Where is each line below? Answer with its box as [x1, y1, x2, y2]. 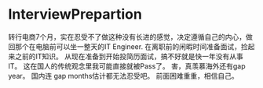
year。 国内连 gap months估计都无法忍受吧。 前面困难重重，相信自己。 [8, 71, 239, 80]
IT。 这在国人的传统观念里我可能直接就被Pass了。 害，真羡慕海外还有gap [8, 61, 246, 71]
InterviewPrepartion [8, 5, 143, 23]
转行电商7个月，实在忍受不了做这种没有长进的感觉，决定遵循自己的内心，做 [8, 32, 253, 41]
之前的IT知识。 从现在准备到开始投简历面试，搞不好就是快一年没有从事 [14, 51, 243, 61]
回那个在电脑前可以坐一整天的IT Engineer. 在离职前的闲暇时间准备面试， [8, 41, 242, 51]
